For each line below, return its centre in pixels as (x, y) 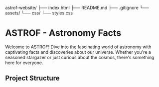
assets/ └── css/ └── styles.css (39, 13)
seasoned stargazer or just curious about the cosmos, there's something (80, 57)
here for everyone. (24, 63)
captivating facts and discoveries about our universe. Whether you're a (78, 52)
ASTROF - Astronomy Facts (63, 33)
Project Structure (32, 78)
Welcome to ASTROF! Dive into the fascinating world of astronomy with (78, 47)
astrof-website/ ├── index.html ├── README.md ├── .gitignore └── (77, 8)
